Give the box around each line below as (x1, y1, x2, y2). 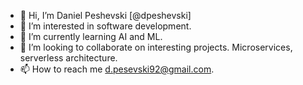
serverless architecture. (19, 52, 118, 64)
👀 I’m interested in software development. (19, 20, 192, 32)
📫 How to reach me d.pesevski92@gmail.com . (19, 63, 215, 75)
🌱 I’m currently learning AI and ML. (19, 31, 163, 42)
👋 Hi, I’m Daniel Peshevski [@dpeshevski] (19, 10, 192, 21)
